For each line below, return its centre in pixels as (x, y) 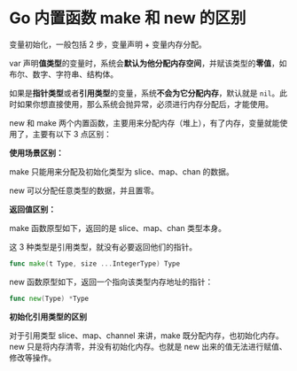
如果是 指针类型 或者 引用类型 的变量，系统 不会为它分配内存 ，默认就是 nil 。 (145, 93)
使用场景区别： (36, 152)
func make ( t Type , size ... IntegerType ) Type (94, 263)
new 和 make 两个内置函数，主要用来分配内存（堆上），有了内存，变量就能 (145, 123)
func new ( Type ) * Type (49, 298)
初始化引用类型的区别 (48, 316)
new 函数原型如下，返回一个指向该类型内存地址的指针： (111, 282)
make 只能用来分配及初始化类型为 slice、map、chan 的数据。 (121, 171)
